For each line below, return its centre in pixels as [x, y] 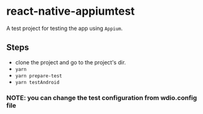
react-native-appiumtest [71, 11]
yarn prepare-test [39, 76]
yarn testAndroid [37, 82]
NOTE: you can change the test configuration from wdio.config [102, 97]
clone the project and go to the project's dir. [71, 62]
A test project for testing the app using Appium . [65, 28]
